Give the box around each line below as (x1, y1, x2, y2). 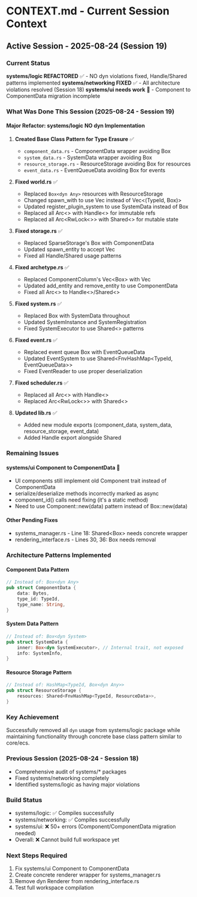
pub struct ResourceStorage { (6, 688, 82, 694)
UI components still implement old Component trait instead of (14, 477, 166, 484)
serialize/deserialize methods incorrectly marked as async (14, 490, 159, 497)
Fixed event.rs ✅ (14, 337, 58, 343)
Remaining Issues (6, 449, 59, 457)
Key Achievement (6, 713, 59, 721)
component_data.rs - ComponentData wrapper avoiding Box (23, 148, 171, 154)
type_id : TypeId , (17, 596, 60, 602)
